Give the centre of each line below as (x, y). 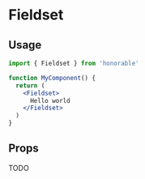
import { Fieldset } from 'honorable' (74, 63)
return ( (30, 85)
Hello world (50, 100)
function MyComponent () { (52, 78)
